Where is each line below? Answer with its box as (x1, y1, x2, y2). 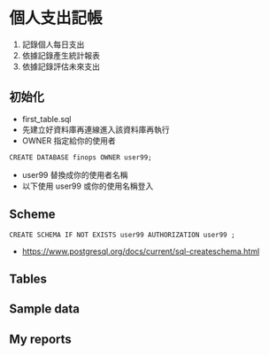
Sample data (9, 302, 80, 317)
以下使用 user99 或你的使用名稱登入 (21, 181, 154, 191)
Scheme (9, 207, 56, 222)
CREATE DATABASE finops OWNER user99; (9, 152, 152, 162)
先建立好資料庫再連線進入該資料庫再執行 (21, 124, 170, 135)
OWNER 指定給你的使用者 (21, 135, 117, 146)
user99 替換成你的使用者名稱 (21, 169, 128, 180)
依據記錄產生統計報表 (21, 50, 100, 60)
